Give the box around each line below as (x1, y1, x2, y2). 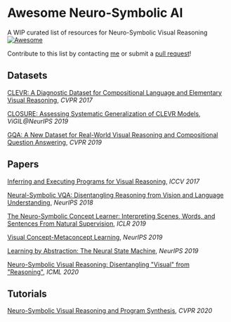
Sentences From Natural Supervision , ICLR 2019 (7, 219, 146, 228)
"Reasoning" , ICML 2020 (7, 267, 79, 276)
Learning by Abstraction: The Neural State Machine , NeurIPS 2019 (7, 246, 199, 255)
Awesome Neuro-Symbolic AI (7, 5, 183, 21)
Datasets (7, 70, 48, 82)
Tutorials (7, 288, 47, 300)
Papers (7, 158, 39, 170)
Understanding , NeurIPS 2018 (7, 198, 93, 207)
